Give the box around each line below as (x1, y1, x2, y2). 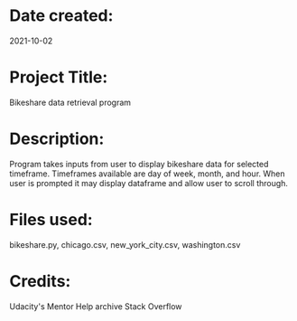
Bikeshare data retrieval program (9, 97, 132, 108)
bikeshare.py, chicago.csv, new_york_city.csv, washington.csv (9, 239, 241, 250)
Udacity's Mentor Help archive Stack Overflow (9, 300, 182, 312)
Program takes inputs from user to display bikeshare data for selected (9, 158, 269, 169)
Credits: (9, 270, 71, 291)
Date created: (9, 5, 114, 26)
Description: (9, 128, 105, 149)
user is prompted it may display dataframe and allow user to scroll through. (9, 177, 289, 188)
